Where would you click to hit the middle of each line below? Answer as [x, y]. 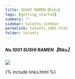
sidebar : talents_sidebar [32, 24]
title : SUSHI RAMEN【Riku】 [34, 10]
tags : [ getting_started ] [31, 14]
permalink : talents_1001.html [37, 28]
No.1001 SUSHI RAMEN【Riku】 [38, 49]
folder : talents [22, 33]
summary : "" [17, 19]
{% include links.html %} [30, 72]
